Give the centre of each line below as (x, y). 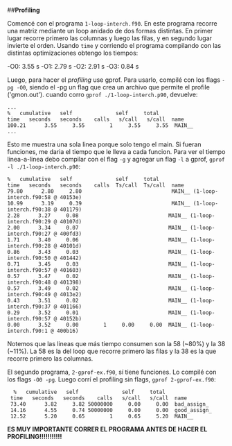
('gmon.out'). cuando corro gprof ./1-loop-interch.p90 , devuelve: (102, 94)
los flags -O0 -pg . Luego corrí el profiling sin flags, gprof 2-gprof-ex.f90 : (111, 379)
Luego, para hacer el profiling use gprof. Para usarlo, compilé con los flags (114, 80)
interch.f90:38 (29, 209)
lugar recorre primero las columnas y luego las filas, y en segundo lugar (110, 38)
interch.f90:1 (28, 331)
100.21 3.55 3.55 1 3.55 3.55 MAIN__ (100, 126)
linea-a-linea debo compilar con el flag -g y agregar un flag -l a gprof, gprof (116, 159)
